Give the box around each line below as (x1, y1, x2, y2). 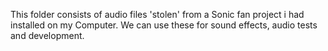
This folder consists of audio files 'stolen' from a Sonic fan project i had (10, 9, 305, 20)
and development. (10, 30, 85, 41)
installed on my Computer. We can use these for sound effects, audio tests (10, 19, 318, 31)
